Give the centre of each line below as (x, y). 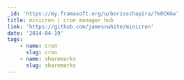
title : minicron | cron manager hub (60, 20)
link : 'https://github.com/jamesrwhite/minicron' (81, 26)
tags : (15, 40)
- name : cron (39, 46)
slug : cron (41, 53)
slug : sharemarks (51, 65)
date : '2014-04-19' (36, 33)
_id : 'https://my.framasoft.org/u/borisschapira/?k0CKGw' (93, 14)
